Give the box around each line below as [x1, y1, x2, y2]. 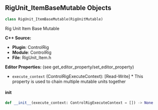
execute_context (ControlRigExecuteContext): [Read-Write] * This [12, 73, 143, 79]
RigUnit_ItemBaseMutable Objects [5, 4, 112, 12]
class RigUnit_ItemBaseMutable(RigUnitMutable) [5, 16, 104, 21]
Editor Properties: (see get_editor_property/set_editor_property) [5, 64, 135, 70]
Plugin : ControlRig [12, 44, 49, 50]
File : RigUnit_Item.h [12, 54, 52, 60]
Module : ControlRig [12, 49, 52, 55]
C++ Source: [5, 35, 32, 41]
